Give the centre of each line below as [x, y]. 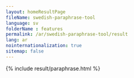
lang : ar [17, 40]
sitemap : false [25, 51]
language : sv [22, 23]
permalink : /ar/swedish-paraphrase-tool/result [67, 34]
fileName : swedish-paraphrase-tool [51, 18]
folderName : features [34, 29]
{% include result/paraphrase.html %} [53, 68]
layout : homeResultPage [36, 12]
